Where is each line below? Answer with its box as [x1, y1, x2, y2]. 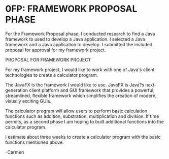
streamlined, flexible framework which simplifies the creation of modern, [5, 92, 157, 99]
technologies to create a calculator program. [5, 72, 98, 78]
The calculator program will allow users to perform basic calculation [5, 108, 148, 114]
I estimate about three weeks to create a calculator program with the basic [5, 134, 161, 140]
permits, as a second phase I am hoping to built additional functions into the [5, 118, 164, 124]
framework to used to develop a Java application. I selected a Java [5, 36, 146, 42]
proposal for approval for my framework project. [5, 47, 106, 53]
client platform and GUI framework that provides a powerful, [28, 87, 155, 93]
